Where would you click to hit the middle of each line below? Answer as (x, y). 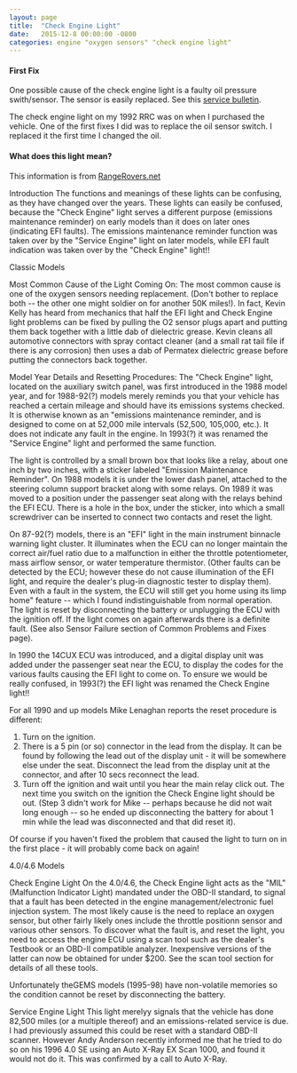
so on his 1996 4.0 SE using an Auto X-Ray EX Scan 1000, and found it (137, 1049)
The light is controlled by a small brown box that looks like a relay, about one (148, 460)
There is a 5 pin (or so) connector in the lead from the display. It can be (152, 746)
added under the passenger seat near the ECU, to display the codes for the (146, 664)
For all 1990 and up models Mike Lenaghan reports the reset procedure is (143, 710)
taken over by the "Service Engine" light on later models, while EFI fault (139, 240)
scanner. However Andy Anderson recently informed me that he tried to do (145, 1039)
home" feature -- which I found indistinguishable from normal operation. (141, 600)
